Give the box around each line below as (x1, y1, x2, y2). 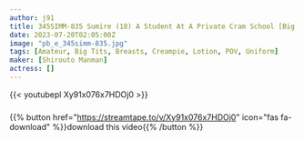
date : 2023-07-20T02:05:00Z (9, 30, 117, 39)
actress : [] (9, 65, 55, 74)
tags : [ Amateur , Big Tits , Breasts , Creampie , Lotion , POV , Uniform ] (9, 47, 279, 56)
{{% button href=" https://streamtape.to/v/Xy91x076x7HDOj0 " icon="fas (9, 111, 279, 123)
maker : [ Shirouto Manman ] (9, 55, 107, 65)
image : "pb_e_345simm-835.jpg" (9, 38, 128, 48)
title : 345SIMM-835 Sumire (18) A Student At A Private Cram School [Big (9, 22, 296, 31)
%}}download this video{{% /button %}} (52, 121, 204, 132)
